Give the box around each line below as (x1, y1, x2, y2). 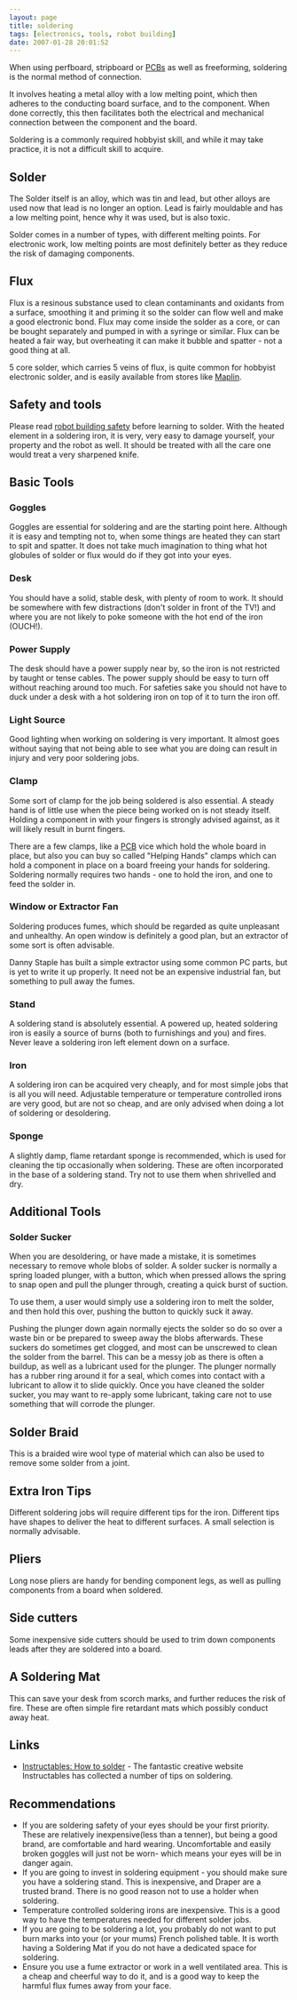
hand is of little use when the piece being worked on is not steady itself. (9, 804, 271, 815)
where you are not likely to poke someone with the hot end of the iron (9, 611, 263, 622)
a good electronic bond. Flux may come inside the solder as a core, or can (9, 316, 281, 327)
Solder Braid (9, 1424, 79, 1440)
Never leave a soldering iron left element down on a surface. (9, 1037, 231, 1048)
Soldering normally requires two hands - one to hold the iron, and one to (9, 868, 273, 880)
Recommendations (9, 1796, 116, 1812)
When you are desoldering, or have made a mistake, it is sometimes (9, 1251, 257, 1262)
